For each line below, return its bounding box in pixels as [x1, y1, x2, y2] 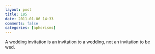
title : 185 [5, 12, 27, 17]
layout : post [5, 7, 32, 12]
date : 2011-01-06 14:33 [5, 16, 54, 21]
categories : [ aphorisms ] [5, 26, 56, 30]
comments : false [5, 21, 38, 26]
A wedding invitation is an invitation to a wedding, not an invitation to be [5, 39, 151, 45]
